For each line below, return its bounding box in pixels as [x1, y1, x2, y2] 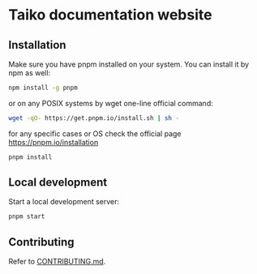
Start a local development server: [8, 197, 120, 207]
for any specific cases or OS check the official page [8, 128, 182, 139]
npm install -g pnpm [8, 83, 79, 92]
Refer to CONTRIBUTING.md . [8, 257, 106, 267]
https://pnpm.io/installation [8, 137, 99, 147]
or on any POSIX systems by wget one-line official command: [8, 98, 213, 108]
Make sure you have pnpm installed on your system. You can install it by [8, 59, 250, 69]
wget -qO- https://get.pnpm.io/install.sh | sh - [8, 113, 180, 122]
